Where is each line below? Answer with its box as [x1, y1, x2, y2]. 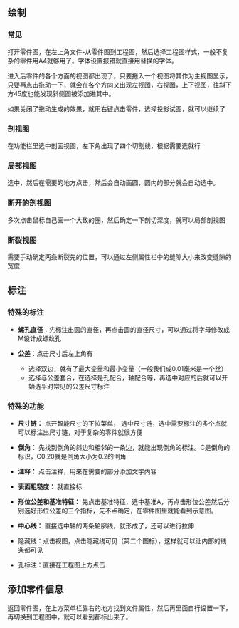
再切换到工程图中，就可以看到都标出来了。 [7, 612, 132, 621]
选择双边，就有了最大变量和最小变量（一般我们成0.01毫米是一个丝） [28, 364, 228, 372]
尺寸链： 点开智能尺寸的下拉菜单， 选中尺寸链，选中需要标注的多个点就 [17, 419, 228, 427]
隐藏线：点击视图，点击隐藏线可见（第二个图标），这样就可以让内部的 [17, 536, 221, 545]
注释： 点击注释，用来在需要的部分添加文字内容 [17, 467, 157, 476]
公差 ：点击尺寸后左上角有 [17, 349, 93, 357]
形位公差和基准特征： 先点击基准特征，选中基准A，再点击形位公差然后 [17, 497, 224, 506]
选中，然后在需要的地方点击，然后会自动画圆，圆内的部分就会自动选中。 [7, 179, 219, 187]
